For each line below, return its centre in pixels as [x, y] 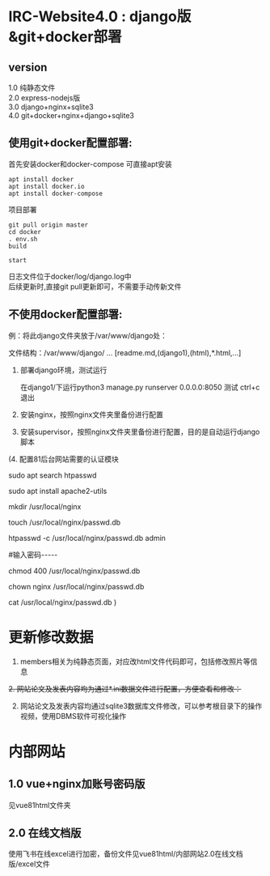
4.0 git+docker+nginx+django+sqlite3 [72, 115]
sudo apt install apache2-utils [58, 491]
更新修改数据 [51, 637]
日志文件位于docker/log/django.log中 [70, 276]
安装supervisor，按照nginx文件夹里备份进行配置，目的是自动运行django [140, 432]
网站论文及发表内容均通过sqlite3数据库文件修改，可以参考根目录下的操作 [141, 706]
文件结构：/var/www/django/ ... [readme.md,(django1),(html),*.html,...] [125, 352]
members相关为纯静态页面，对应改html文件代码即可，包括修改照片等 [135, 661]
